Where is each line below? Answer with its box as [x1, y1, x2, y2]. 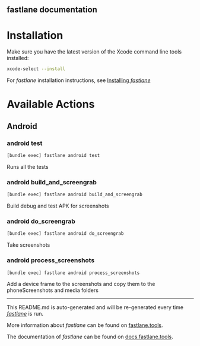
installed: [7, 55, 29, 62]
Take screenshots [7, 241, 50, 249]
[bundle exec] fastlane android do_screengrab [7, 231, 124, 237]
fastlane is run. [7, 310, 44, 317]
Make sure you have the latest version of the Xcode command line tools [7, 48, 182, 55]
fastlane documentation [7, 5, 97, 15]
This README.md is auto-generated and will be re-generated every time [7, 304, 183, 311]
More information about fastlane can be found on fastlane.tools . [7, 322, 163, 329]
